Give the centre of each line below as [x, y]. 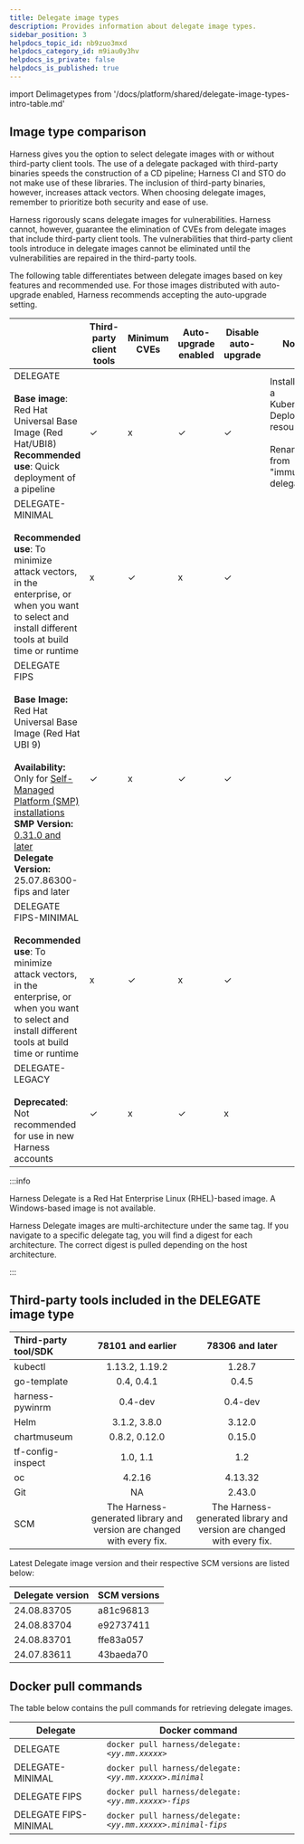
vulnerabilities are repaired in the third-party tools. [103, 258]
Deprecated [40, 1102]
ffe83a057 [121, 1640]
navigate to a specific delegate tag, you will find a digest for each [131, 1235]
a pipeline [35, 489]
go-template [41, 1381]
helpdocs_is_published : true [64, 69]
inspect [30, 1462]
